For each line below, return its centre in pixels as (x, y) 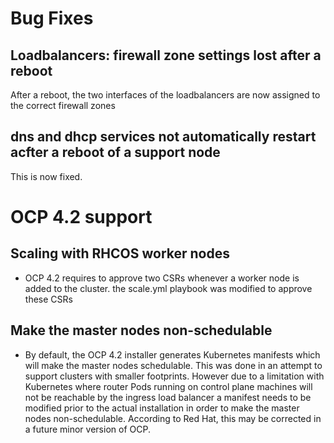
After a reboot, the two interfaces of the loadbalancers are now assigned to (165, 95)
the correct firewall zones (63, 105)
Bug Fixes (52, 18)
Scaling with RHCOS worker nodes (120, 253)
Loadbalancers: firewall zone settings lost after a (166, 55)
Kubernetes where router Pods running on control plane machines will (168, 386)
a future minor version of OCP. (87, 429)
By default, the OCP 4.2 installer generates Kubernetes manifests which (172, 354)
